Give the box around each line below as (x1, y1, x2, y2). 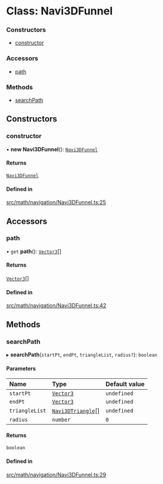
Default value (105, 380, 145, 389)
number (52, 416, 71, 423)
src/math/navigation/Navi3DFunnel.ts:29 (6, 471, 107, 478)
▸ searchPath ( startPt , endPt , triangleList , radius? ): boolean (6, 351, 158, 358)
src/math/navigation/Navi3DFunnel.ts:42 (6, 302, 107, 309)
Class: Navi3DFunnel (6, 4, 113, 18)
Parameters (6, 365, 36, 372)
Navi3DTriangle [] (52, 407, 100, 415)
